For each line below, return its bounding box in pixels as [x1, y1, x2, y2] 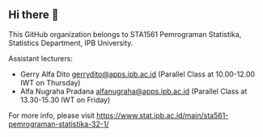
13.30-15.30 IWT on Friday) [19, 94, 111, 105]
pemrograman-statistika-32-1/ [8, 118, 109, 129]
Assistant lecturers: [8, 53, 73, 63]
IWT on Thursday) [19, 77, 81, 87]
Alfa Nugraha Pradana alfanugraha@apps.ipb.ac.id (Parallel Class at [19, 86, 248, 96]
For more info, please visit [8, 110, 95, 120]
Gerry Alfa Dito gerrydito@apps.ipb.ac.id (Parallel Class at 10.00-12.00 [19, 69, 256, 79]
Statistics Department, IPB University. [8, 38, 134, 48]
